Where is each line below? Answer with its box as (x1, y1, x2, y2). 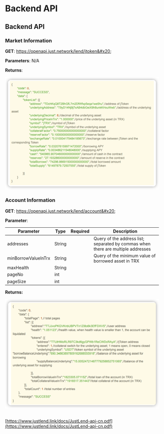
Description (113, 228, 138, 234)
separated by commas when (93, 241, 151, 246)
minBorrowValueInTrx (7, 255, 50, 261)
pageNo (7, 271, 23, 277)
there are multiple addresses (93, 246, 151, 252)
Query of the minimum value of (93, 253, 156, 259)
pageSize (7, 278, 26, 284)
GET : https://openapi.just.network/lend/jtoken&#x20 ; (5, 48, 112, 54)
